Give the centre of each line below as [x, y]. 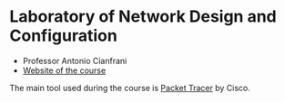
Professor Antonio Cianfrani [75, 60]
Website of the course [64, 70]
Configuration [64, 36]
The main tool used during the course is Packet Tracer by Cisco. [130, 88]
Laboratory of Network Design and [143, 17]
